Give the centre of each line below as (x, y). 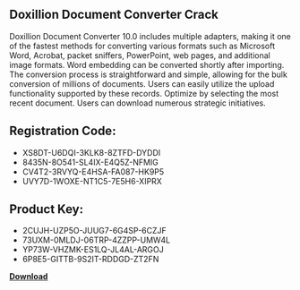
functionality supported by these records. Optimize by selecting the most (144, 93)
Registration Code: (63, 131)
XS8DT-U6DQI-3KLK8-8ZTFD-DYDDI (91, 152)
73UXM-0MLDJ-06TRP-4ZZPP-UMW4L (96, 240)
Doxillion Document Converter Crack (114, 15)
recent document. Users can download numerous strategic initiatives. (137, 103)
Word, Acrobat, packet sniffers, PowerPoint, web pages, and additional (140, 55)
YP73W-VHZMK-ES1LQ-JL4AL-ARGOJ (93, 250)
